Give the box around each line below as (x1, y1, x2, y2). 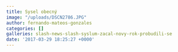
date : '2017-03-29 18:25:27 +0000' (6, 36, 95, 42)
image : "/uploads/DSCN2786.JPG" (6, 14, 87, 20)
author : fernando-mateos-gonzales (6, 20, 93, 26)
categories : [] (6, 25, 44, 32)
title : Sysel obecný (6, 8, 58, 15)
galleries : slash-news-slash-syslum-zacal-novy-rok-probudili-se (6, 31, 172, 37)
